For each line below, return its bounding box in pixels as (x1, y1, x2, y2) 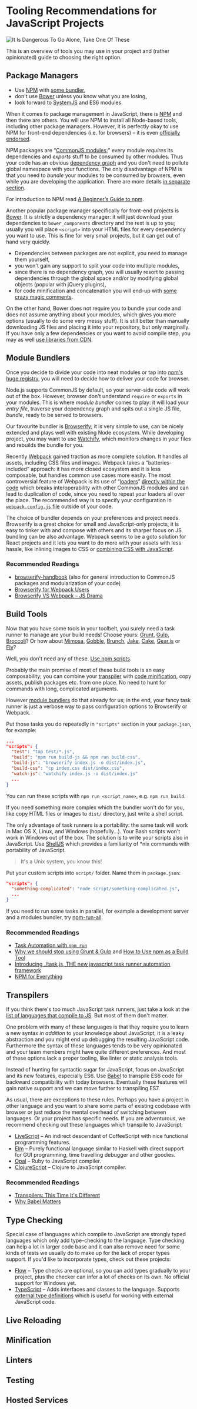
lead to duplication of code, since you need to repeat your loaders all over (6, 490, 185, 498)
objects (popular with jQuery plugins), (14, 281, 106, 288)
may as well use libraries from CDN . (6, 336, 93, 343)
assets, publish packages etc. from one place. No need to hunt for (6, 679, 166, 686)
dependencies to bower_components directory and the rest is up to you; (6, 219, 175, 226)
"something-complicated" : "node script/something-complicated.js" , (11, 886, 181, 892)
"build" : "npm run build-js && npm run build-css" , (11, 754, 141, 760)
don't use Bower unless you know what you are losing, (14, 92, 147, 99)
